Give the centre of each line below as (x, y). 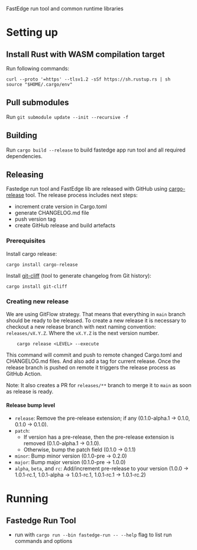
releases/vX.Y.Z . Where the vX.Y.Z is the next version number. (83, 333)
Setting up (32, 33)
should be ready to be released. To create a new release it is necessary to (96, 321)
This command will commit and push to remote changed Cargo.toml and (94, 355)
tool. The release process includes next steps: (82, 195)
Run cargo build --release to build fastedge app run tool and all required (96, 150)
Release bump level (30, 405)
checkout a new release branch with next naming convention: (81, 327)
